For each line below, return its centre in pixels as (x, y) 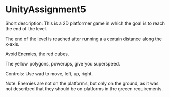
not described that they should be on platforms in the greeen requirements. (84, 89)
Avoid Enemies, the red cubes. (37, 54)
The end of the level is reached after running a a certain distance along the (83, 39)
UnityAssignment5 (46, 9)
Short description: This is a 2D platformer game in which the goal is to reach (85, 23)
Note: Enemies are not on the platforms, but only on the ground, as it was (82, 83)
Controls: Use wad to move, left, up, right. (49, 73)
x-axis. (12, 44)
